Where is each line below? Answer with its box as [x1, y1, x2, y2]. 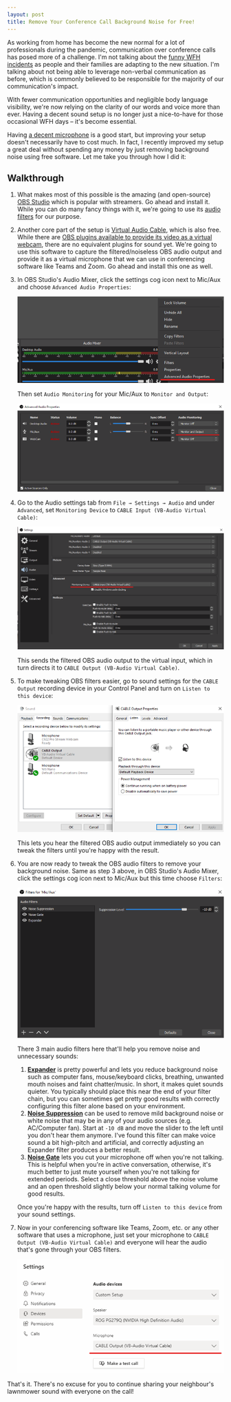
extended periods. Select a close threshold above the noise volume [27, 1174, 219, 1183]
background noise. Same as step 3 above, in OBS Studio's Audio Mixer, [16, 866, 219, 875]
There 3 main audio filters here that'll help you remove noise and [16, 1044, 201, 1053]
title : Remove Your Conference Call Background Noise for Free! [7, 18, 195, 25]
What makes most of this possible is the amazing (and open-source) [16, 190, 211, 199]
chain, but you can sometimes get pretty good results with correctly [27, 1094, 220, 1103]
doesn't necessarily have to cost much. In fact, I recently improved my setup [7, 138, 224, 146]
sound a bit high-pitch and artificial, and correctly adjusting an [27, 1138, 204, 1146]
